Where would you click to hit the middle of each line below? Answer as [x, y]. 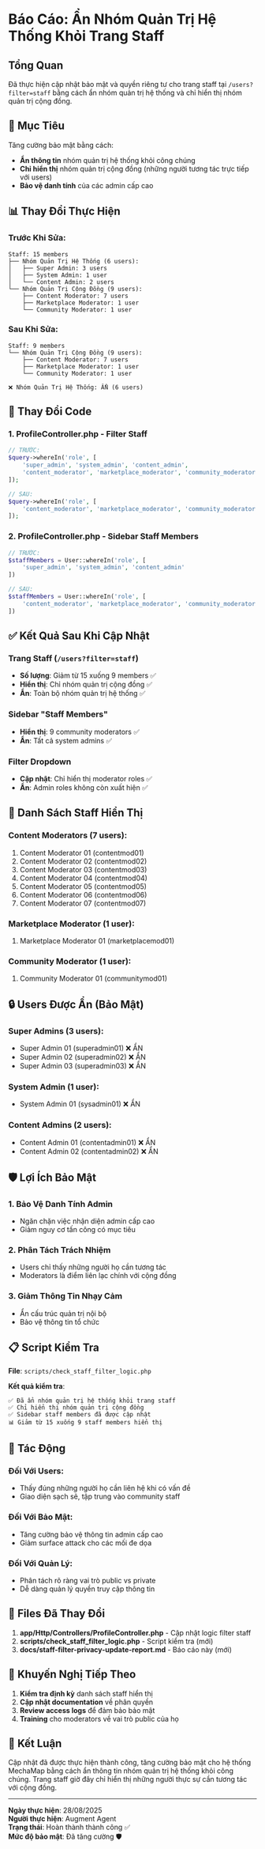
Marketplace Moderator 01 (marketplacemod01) [97, 940]
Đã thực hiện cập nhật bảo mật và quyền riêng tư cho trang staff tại [118, 84]
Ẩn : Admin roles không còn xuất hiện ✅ [84, 787]
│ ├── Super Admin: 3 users [58, 268]
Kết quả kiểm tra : [37, 1386]
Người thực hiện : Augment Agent [62, 1819]
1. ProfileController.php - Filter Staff [78, 434]
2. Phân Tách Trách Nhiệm [60, 1250]
